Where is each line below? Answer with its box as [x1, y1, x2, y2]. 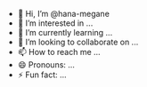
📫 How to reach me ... [17, 47, 101, 57]
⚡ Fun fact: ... [17, 69, 67, 80]
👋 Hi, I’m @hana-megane [17, 9, 110, 19]
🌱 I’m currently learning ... [17, 28, 113, 37]
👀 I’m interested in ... [17, 18, 94, 28]
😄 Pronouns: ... [17, 59, 76, 70]
